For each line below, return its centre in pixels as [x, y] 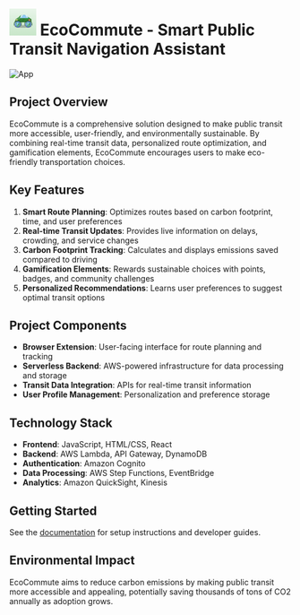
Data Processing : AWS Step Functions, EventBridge [118, 473]
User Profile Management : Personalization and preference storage [146, 394]
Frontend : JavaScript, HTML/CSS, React [97, 445]
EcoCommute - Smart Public [147, 30]
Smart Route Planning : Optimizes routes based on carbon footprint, [147, 212]
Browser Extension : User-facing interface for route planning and [142, 347]
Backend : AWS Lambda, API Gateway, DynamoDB [115, 454]
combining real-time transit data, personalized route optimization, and [138, 143]
